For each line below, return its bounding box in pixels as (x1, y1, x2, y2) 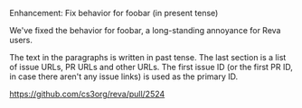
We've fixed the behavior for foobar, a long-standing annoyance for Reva (9, 25, 281, 35)
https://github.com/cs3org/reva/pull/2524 (9, 89, 165, 99)
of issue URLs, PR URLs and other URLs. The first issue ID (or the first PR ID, (9, 62, 294, 72)
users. (9, 35, 33, 45)
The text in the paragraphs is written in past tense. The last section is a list (9, 52, 287, 62)
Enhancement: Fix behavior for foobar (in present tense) (9, 8, 219, 18)
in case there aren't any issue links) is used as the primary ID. (9, 71, 239, 82)
